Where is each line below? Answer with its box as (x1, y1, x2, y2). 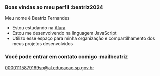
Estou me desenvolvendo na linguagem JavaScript (12, 30, 117, 36)
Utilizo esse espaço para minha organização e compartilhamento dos (12, 35, 155, 41)
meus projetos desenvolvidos (12, 41, 73, 47)
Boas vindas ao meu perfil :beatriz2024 (5, 4, 103, 11)
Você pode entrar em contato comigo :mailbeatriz (5, 53, 128, 60)
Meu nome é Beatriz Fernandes (5, 15, 70, 21)
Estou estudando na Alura (12, 25, 66, 31)
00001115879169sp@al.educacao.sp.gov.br (5, 64, 94, 71)
